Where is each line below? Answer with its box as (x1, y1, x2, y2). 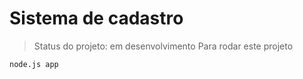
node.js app (9, 59, 59, 69)
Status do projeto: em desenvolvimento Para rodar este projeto (33, 40, 294, 52)
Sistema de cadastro (9, 7, 184, 30)
